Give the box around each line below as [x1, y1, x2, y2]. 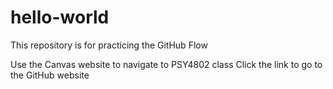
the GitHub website [10, 69, 90, 81]
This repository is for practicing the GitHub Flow [10, 39, 208, 51]
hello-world [10, 6, 110, 29]
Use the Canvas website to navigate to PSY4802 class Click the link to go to [10, 58, 323, 70]
